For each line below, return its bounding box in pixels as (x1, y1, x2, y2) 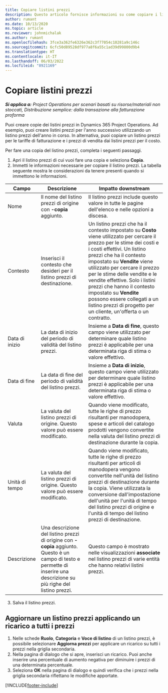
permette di (40, 562, 68, 569)
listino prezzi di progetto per (88, 302, 154, 309)
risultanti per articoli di (88, 459, 141, 467)
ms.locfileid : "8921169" (5, 63, 57, 68)
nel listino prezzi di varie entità (88, 556, 160, 563)
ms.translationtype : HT (5, 49, 55, 54)
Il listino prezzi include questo (88, 193, 158, 200)
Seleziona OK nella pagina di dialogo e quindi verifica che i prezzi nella (12, 667, 158, 673)
